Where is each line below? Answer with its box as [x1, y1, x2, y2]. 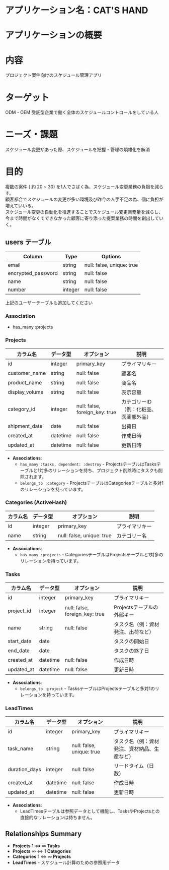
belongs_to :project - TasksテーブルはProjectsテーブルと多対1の [20, 685, 155, 691]
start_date [8, 637, 32, 645]
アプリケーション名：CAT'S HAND [5, 5, 148, 16]
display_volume [8, 388, 44, 395]
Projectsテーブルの [114, 604, 158, 611]
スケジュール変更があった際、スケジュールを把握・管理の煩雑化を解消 [5, 147, 150, 153]
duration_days [8, 766, 41, 773]
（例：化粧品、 [121, 405, 157, 413]
